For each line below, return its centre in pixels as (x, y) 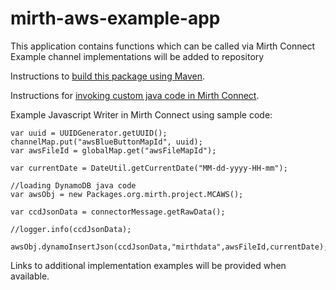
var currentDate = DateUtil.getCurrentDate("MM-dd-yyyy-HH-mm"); (149, 168)
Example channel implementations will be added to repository (137, 56)
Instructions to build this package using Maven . (108, 76)
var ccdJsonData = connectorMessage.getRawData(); (118, 212)
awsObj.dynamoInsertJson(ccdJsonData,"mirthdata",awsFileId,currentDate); (169, 247)
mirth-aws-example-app (115, 18)
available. (30, 276)
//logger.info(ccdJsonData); (71, 229)
